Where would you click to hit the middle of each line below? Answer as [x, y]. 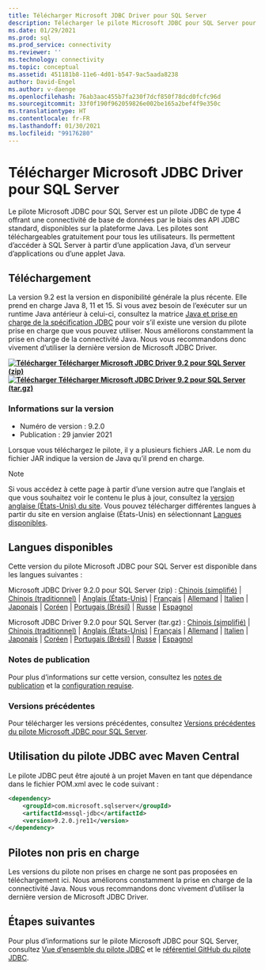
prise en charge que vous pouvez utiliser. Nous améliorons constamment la [131, 331]
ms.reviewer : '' [35, 52]
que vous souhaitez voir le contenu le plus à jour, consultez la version [121, 497]
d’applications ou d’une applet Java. [67, 253]
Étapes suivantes [52, 922]
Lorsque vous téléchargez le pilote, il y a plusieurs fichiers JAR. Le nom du [130, 450]
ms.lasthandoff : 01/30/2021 [55, 126]
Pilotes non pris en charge [74, 852]
